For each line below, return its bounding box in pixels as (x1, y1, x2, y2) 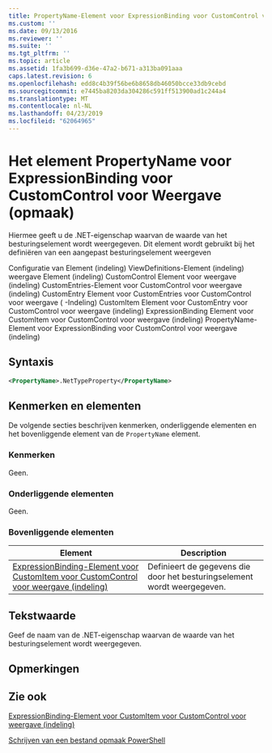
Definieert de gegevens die (147, 561, 251, 573)
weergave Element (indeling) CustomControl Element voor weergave (8, 272, 237, 281)
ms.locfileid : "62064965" (8, 117, 96, 125)
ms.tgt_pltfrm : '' (8, 49, 70, 57)
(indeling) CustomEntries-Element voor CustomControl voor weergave (8, 280, 243, 290)
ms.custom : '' (8, 19, 57, 27)
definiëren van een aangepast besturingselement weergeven (8, 247, 212, 257)
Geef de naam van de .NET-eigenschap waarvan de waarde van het (8, 630, 235, 640)
